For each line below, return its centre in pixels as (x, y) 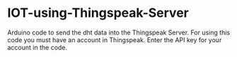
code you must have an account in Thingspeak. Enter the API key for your (115, 39)
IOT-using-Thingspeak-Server (98, 13)
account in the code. (37, 47)
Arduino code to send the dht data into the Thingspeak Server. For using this (119, 32)
